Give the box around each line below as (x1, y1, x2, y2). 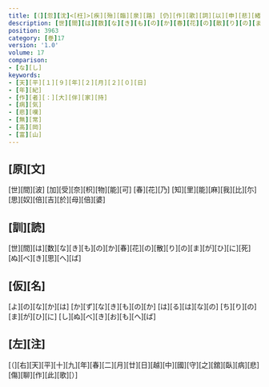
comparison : (8, 57, 48, 65)
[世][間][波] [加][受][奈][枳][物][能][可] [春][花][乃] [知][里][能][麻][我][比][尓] (8, 185, 258, 194)
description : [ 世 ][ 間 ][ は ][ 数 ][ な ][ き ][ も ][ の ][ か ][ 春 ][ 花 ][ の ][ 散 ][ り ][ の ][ (8, 19, 256, 27)
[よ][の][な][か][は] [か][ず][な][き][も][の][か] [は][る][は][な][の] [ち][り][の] (8, 301, 258, 312)
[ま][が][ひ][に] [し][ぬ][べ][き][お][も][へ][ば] (8, 312, 156, 321)
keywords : (8, 71, 42, 79)
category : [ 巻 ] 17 (8, 34, 66, 42)
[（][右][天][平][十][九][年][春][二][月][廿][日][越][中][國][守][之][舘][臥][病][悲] (8, 360, 260, 369)
